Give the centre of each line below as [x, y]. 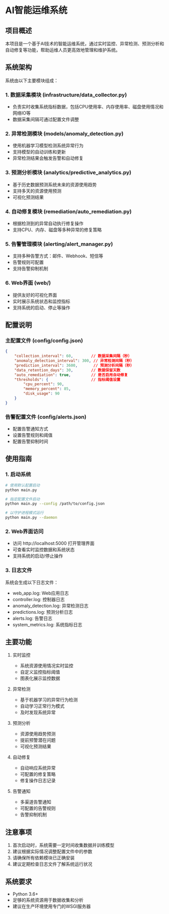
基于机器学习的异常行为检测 [49, 700]
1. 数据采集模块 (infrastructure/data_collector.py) [66, 95]
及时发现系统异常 [38, 713]
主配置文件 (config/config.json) [44, 340]
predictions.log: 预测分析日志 [43, 612]
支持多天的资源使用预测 [37, 191]
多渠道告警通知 [36, 802]
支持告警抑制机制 [30, 268]
